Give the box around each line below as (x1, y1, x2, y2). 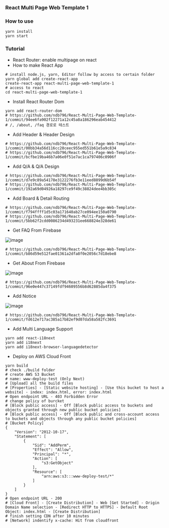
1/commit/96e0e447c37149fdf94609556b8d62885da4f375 (5, 284, 116, 289)
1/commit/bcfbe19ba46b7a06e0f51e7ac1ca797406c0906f (5, 154, 116, 159)
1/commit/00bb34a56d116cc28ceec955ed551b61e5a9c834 (5, 146, 116, 151)
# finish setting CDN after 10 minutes (5, 513, 90, 518)
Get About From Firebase (12, 260, 65, 266)
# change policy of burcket (5, 399, 65, 404)
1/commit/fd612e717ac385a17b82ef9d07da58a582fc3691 (5, 317, 116, 322)
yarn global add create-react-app (5, 76, 78, 81)
